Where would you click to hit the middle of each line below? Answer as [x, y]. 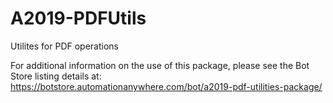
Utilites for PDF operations [65, 46]
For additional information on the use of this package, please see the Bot [160, 65]
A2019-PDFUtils [78, 18]
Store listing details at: [56, 76]
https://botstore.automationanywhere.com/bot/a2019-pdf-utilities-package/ [166, 86]
